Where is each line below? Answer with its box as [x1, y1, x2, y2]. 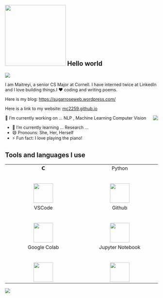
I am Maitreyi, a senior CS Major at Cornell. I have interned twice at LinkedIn [5, 81, 157, 88]
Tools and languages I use [5, 151, 86, 159]
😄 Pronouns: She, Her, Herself [12, 129, 74, 135]
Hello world [67, 59, 103, 68]
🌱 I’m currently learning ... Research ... [12, 124, 89, 130]
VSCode [33, 204, 53, 211]
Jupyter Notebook [99, 244, 141, 250]
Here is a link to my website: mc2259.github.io [5, 105, 98, 111]
